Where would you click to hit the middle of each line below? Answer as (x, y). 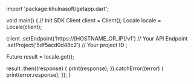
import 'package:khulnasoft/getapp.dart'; (57, 9)
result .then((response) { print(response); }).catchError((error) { (85, 68)
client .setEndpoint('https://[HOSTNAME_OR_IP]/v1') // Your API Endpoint (97, 38)
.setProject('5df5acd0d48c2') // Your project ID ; (67, 45)
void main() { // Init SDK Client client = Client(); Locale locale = (84, 20)
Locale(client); (24, 27)
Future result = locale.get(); (40, 57)
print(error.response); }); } (39, 75)
